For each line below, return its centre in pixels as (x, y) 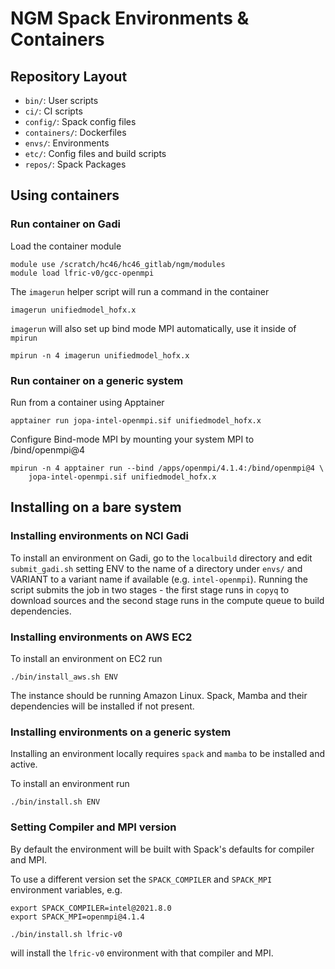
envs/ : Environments (67, 143)
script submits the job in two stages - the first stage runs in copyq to (150, 589)
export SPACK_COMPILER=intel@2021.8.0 (91, 908)
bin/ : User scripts (61, 100)
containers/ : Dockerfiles (75, 132)
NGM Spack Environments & (130, 18)
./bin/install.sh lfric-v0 (66, 934)
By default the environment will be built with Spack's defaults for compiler (162, 849)
